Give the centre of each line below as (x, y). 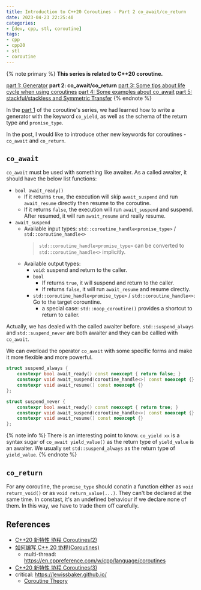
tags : (13, 34)
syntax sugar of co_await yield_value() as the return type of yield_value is (100, 442)
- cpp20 (16, 46)
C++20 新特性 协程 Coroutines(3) (56, 567)
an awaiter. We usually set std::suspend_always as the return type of (91, 448)
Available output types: (52, 264)
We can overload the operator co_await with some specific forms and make (99, 351)
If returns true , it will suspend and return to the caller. (108, 283)
